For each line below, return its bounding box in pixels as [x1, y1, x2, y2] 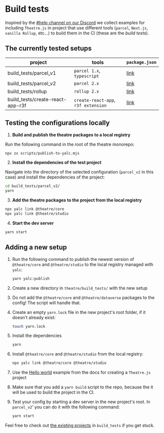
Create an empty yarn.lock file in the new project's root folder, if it [12, 309, 146, 315]
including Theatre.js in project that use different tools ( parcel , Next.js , [5, 25, 148, 30]
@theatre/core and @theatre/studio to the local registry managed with [12, 261, 154, 267]
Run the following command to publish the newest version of [12, 256, 134, 262]
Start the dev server [12, 220, 54, 226]
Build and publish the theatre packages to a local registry [12, 131, 131, 138]
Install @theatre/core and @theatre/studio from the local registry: [12, 351, 143, 357]
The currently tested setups [5, 44, 92, 52]
